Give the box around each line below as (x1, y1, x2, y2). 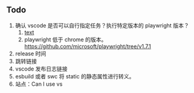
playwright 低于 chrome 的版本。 (24, 36, 107, 43)
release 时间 (15, 50, 47, 57)
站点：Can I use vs (15, 80, 63, 88)
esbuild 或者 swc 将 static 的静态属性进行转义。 (15, 72, 135, 80)
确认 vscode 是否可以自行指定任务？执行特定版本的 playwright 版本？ (15, 21, 190, 29)
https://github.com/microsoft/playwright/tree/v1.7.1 (24, 43, 151, 50)
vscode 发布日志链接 (15, 65, 68, 72)
